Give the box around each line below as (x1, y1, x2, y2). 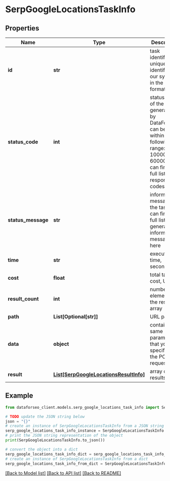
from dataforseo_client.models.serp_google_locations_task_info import (5, 405, 159, 410)
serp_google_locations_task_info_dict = (5, 452, 92, 457)
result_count (8, 295, 39, 302)
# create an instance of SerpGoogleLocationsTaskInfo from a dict (5, 456, 148, 461)
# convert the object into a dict (5, 446, 78, 452)
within (150, 132, 164, 139)
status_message (8, 217, 49, 223)
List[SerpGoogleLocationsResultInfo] (53, 371, 145, 378)
